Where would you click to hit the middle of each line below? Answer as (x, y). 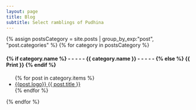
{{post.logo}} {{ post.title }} (48, 84)
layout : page (22, 11)
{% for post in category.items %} (54, 78)
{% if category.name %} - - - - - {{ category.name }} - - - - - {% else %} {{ (98, 59)
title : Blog (21, 17)
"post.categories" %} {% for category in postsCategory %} (78, 45)
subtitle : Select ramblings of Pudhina (55, 22)
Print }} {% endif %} (31, 64)
